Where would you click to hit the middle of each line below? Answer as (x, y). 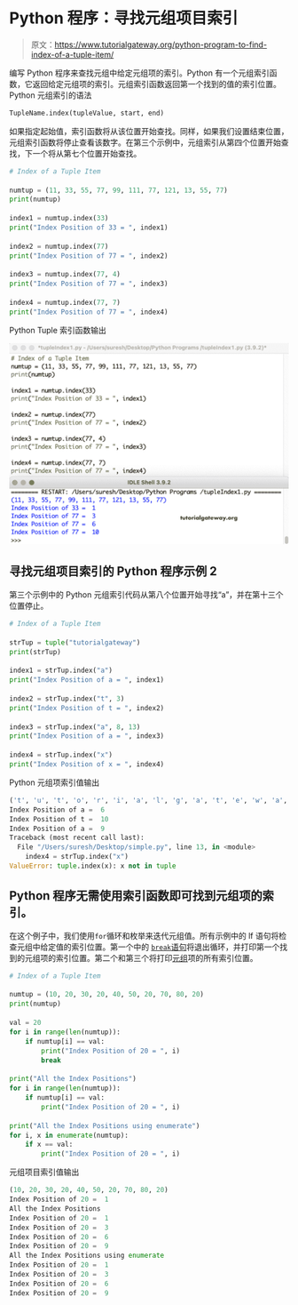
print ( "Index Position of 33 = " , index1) (89, 228)
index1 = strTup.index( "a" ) (61, 671)
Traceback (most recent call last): (77, 838)
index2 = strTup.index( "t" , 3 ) (67, 699)
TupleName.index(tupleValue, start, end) (87, 113)
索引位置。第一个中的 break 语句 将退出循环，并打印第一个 (175, 947)
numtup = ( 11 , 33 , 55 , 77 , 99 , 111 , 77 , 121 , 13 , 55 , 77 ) (118, 190)
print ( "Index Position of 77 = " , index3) (89, 284)
